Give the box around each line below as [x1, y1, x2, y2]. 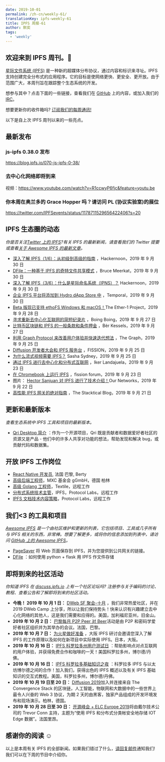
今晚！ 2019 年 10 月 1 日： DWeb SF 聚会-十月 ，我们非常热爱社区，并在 [12, 600, 158, 606]
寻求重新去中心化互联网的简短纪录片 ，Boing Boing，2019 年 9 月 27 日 [12, 316, 156, 322]
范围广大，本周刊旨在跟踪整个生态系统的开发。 [5, 80, 100, 85]
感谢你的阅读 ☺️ [5, 732, 53, 740]
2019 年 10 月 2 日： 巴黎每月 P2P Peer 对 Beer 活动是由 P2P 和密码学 [12, 618, 152, 624]
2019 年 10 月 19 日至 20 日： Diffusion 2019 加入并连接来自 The [12, 680, 140, 685]
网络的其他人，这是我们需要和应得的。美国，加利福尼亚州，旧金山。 [21, 612, 158, 618]
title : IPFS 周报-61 [5, 21, 46, 26]
